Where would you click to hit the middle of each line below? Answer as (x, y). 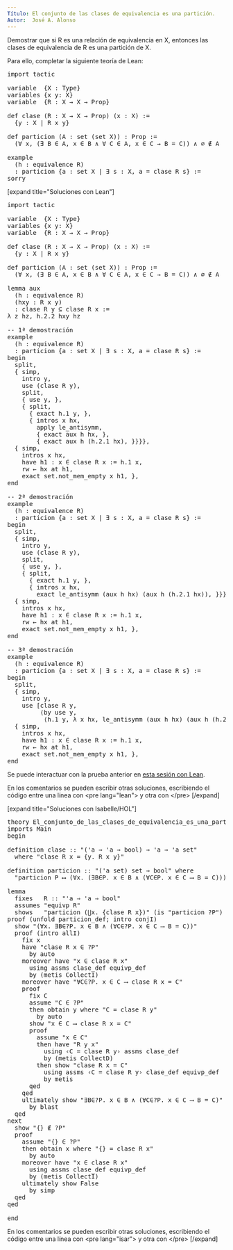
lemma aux (24, 288)
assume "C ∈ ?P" (57, 1003)
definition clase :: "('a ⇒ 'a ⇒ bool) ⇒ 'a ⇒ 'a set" (102, 850)
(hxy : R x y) (38, 302)
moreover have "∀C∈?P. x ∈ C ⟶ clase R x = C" (102, 982)
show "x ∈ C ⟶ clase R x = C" (80, 1023)
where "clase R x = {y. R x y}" (69, 857)
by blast (44, 1107)
